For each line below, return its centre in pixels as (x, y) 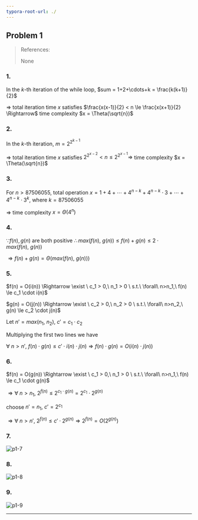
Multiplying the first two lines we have (52, 334)
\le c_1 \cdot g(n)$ (28, 381)
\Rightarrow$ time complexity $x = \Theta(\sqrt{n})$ (70, 113)
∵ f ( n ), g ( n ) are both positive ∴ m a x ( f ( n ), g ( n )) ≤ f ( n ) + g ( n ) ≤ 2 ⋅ (82, 240)
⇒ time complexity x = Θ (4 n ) (41, 212)
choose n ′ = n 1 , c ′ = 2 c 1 (34, 407)
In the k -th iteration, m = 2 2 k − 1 (43, 143)
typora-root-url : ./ (32, 12)
